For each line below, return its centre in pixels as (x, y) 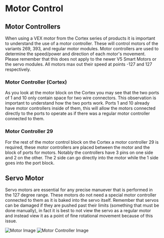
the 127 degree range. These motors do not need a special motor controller (81, 195)
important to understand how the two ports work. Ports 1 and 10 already (77, 103)
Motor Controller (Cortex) (36, 82)
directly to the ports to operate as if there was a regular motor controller (78, 113)
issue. (11, 221)
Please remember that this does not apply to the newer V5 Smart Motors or (81, 59)
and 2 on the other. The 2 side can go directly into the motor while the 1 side (82, 157)
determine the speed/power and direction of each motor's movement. (75, 54)
